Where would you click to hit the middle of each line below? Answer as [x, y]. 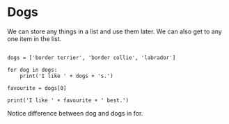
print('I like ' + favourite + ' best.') [68, 100]
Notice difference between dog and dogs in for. [75, 113]
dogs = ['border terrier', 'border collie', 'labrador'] [92, 57]
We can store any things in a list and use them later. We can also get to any [115, 31]
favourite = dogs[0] [37, 88]
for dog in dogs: [32, 70]
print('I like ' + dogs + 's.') [66, 76]
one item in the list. [34, 38]
